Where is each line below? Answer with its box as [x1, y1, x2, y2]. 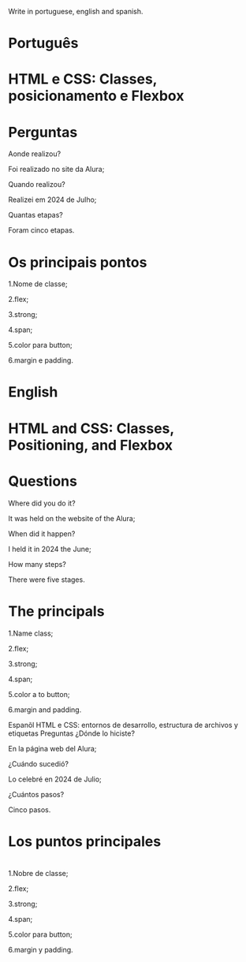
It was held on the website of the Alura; [8, 513, 136, 523]
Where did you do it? [8, 498, 76, 508]
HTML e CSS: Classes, [8, 70, 158, 88]
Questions [8, 472, 77, 490]
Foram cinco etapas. [8, 226, 75, 235]
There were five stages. [8, 575, 85, 584]
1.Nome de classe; [8, 279, 69, 289]
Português [8, 35, 79, 52]
